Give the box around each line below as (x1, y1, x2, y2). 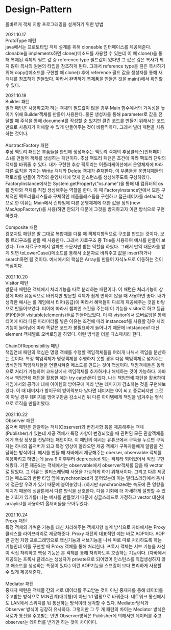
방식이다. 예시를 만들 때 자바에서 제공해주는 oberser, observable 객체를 (18, 449, 162, 455)
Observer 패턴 (5, 417, 35, 424)
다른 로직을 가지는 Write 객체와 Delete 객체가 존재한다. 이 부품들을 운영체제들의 (5, 168, 163, 174)
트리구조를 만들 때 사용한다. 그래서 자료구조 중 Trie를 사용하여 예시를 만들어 (10, 237, 160, 243)
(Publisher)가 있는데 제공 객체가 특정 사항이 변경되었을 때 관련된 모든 (5, 430, 143, 436)
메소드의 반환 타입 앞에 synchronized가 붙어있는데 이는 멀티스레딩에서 (14, 475, 155, 481)
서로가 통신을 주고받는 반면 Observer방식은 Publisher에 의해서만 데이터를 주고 (5, 612, 162, 619)
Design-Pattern (5, 4, 72, 15)
